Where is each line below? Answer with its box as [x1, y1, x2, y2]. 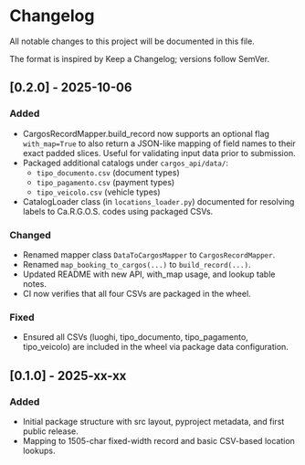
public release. [22, 426, 79, 437]
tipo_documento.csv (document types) [36, 166, 180, 178]
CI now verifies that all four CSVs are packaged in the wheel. [22, 288, 251, 299]
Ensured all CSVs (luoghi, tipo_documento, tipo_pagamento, [22, 332, 248, 343]
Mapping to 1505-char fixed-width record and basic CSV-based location [22, 435, 295, 446]
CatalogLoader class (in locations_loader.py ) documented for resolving [22, 196, 295, 206]
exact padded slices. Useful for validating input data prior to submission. [22, 147, 296, 158]
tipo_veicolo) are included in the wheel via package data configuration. [22, 342, 289, 353]
